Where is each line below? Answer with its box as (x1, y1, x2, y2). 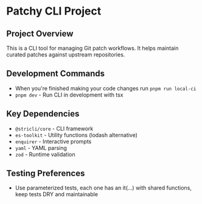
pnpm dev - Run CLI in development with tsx (15, 91, 124, 98)
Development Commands (6, 69, 105, 79)
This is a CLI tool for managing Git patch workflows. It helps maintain (6, 44, 179, 52)
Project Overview (6, 29, 74, 39)
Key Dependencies (6, 109, 80, 119)
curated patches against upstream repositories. (6, 51, 125, 58)
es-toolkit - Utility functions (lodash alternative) (15, 131, 138, 138)
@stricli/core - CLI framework (15, 124, 94, 132)
